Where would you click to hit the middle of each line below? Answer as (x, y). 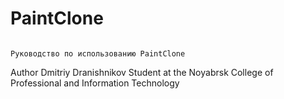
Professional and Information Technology (95, 83)
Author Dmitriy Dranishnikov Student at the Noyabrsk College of (142, 72)
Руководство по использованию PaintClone (98, 53)
